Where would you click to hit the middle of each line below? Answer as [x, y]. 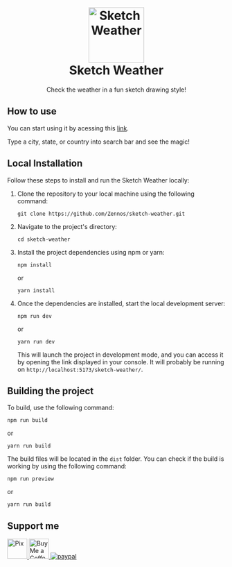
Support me [33, 526]
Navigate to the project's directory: [67, 226]
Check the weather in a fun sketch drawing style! [116, 90]
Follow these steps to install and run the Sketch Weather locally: [98, 180]
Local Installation [45, 163]
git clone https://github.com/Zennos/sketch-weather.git [101, 214]
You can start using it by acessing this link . [68, 128]
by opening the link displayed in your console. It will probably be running [121, 362]
